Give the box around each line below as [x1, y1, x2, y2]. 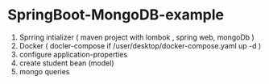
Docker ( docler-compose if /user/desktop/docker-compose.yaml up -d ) [19, 40, 262, 50]
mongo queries [19, 66, 70, 76]
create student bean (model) [19, 58, 114, 68]
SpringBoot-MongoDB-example [7, 6, 225, 24]
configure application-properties [19, 49, 128, 59]
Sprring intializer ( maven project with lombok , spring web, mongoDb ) [19, 32, 255, 42]
